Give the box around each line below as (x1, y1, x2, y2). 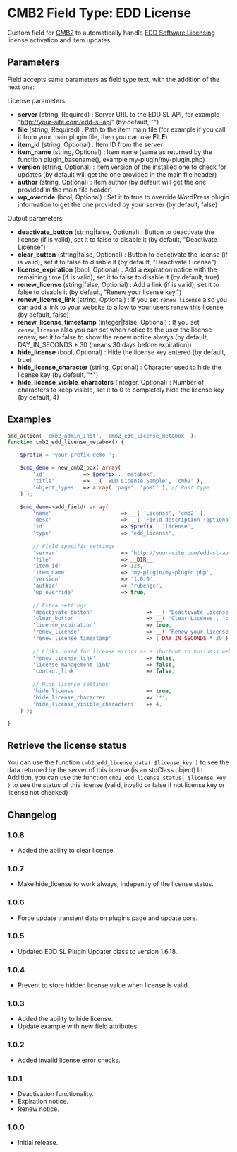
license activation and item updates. (7, 35, 112, 44)
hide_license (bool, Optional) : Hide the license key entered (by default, (17, 348, 226, 356)
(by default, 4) (17, 392, 60, 401)
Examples (7, 414, 51, 426)
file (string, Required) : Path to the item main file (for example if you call (17, 125, 226, 134)
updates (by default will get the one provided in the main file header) (17, 170, 217, 178)
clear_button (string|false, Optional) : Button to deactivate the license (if (17, 250, 228, 259)
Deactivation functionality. (17, 1090, 94, 1098)
